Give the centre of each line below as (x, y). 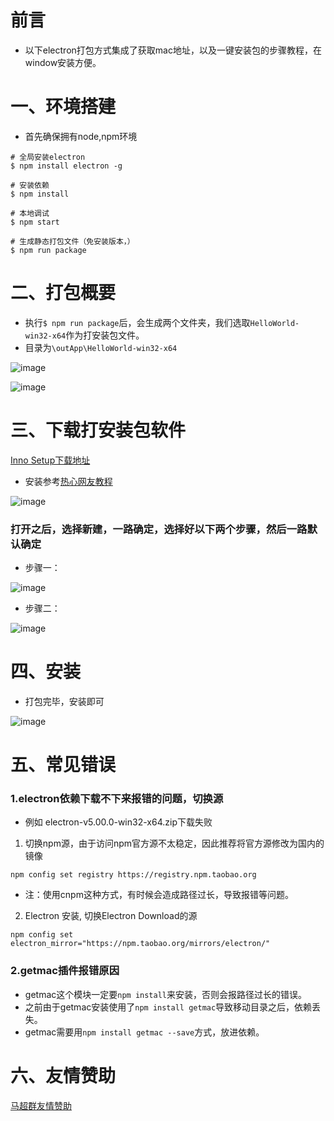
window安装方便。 (63, 62)
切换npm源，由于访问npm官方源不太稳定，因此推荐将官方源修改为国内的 (174, 843)
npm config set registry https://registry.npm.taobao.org (133, 875)
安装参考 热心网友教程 (68, 481)
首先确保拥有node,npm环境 (81, 136)
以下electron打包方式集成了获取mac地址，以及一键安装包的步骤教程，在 (173, 50)
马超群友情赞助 (41, 1105)
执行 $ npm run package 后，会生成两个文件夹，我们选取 (137, 322)
